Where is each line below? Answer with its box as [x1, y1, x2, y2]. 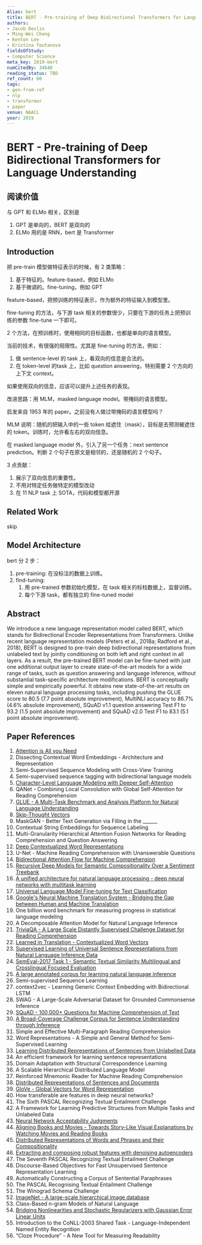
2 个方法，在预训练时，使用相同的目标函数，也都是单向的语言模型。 [7, 330, 174, 337]
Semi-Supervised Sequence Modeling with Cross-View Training [15, 767, 173, 774]
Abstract [7, 609, 41, 619]
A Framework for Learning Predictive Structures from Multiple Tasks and [15, 1105, 195, 1112]
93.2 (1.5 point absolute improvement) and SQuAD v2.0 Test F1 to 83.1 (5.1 [7, 708, 189, 715]
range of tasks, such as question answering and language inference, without [7, 669, 196, 677]
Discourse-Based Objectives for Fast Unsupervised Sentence [15, 1162, 167, 1169]
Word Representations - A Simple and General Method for [15, 1034, 158, 1042]
